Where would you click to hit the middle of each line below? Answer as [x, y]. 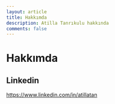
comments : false [26, 29]
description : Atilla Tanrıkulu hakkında [58, 23]
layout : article [26, 12]
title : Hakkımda [26, 17]
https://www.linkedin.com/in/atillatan [52, 95]
